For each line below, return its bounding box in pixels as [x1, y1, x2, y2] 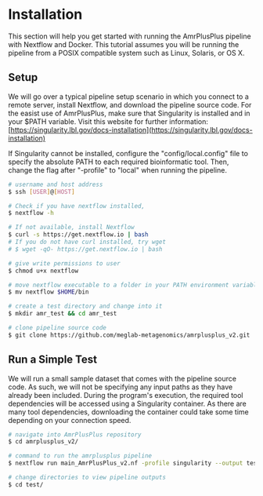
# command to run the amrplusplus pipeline [8, 452, 153, 460]
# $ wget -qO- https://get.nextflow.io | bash [8, 245, 163, 253]
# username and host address [8, 181, 103, 188]
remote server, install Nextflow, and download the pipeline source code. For [8, 100, 252, 109]
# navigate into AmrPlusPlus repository [8, 430, 142, 439]
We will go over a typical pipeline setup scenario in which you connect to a [8, 92, 249, 101]
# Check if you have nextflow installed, [8, 202, 146, 210]
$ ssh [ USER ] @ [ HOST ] [8, 188, 76, 195]
